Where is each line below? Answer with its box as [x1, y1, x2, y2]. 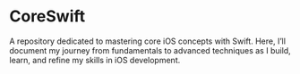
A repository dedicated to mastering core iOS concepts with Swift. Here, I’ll [9, 36, 287, 46]
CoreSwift [9, 6, 86, 27]
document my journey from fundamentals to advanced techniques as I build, [9, 45, 291, 55]
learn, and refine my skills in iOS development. [9, 54, 181, 65]
